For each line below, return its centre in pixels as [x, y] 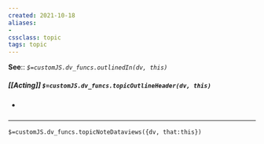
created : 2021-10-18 [42, 15]
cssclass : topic [35, 37]
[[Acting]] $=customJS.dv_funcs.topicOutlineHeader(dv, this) [110, 85]
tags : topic [27, 45]
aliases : [22, 23]
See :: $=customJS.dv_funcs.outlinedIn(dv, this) [88, 67]
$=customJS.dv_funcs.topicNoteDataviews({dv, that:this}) [105, 132]
